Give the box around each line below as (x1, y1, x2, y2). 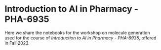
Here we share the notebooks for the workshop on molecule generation (4, 30, 150, 35)
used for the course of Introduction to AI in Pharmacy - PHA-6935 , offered (4, 35, 157, 41)
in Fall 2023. (4, 40, 30, 46)
